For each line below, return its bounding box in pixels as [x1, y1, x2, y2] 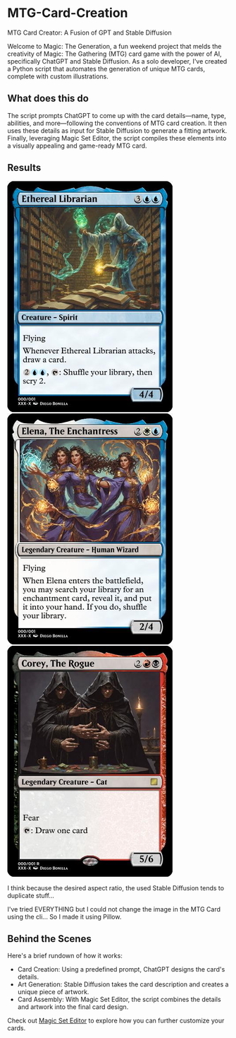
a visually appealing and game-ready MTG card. [7, 141, 147, 150]
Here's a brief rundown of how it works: [7, 952, 123, 960]
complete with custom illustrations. [7, 72, 109, 81]
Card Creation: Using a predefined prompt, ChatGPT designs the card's [17, 965, 225, 974]
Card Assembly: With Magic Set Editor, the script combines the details [17, 995, 221, 1004]
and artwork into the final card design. [17, 1003, 129, 1011]
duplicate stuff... [7, 891, 55, 900]
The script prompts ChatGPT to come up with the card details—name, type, [7, 111, 227, 119]
